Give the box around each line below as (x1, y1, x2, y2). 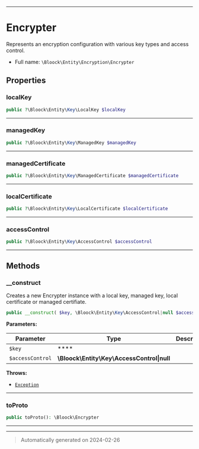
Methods (6, 261, 40, 271)
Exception (14, 381, 40, 388)
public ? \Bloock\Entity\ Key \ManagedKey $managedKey (6, 140, 136, 146)
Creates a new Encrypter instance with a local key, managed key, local (6, 291, 178, 299)
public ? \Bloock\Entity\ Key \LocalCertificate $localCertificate (6, 206, 168, 212)
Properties (6, 75, 46, 86)
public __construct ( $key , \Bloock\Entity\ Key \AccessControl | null (6, 309, 174, 316)
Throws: (6, 369, 28, 376)
